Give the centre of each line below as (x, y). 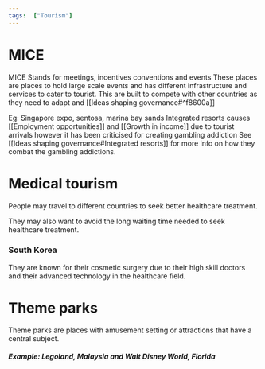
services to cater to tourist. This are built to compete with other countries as (133, 94)
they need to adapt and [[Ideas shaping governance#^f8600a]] (112, 102)
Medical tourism (63, 183)
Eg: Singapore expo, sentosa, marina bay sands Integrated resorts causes (129, 118)
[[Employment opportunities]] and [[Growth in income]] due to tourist (121, 126)
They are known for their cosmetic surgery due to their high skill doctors (127, 267)
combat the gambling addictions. (62, 151)
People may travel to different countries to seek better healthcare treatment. (133, 206)
